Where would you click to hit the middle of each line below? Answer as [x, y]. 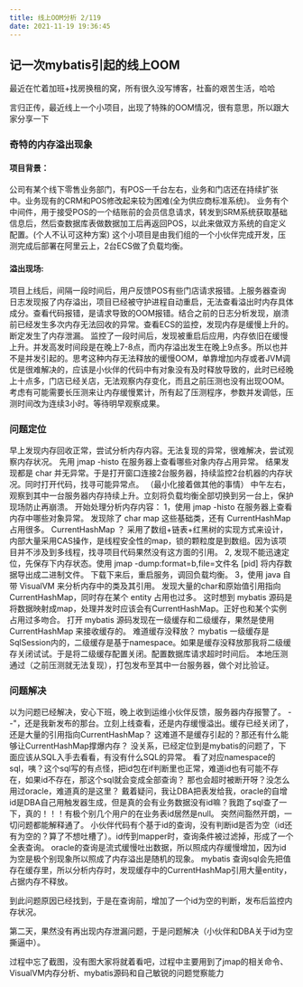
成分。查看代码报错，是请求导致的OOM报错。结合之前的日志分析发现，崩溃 [150, 313]
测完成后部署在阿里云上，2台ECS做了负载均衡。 [99, 246]
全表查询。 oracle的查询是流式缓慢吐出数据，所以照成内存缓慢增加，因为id [148, 848]
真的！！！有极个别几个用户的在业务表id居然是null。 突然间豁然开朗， [155, 813]
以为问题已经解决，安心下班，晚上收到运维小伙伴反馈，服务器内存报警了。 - [151, 712]
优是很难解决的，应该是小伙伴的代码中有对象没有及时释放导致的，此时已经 [147, 369]
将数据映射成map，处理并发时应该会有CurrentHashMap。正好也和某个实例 [148, 608]
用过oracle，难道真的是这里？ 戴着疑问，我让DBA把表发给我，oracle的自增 [149, 791]
